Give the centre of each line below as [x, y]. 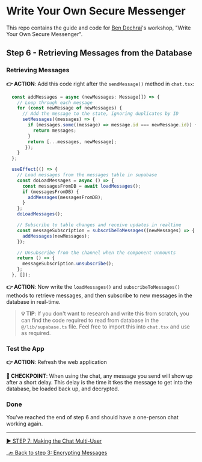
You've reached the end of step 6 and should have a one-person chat [92, 417]
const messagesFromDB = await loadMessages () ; [81, 186]
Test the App [26, 348]
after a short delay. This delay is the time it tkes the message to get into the [99, 383]
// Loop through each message [55, 103]
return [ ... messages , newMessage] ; [72, 142]
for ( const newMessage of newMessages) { [69, 108]
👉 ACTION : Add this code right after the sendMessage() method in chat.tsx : [100, 84]
